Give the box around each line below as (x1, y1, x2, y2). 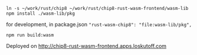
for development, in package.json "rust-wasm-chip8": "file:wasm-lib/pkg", (6, 21, 192, 27)
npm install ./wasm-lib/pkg (6, 11, 75, 16)
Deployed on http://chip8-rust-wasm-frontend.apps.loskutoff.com (6, 43, 167, 49)
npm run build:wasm (6, 32, 54, 38)
